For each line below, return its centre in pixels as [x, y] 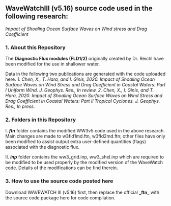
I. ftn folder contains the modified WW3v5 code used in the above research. [85, 131]
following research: [37, 17]
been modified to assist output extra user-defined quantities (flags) [76, 142]
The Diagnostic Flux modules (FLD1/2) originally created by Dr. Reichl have [84, 59]
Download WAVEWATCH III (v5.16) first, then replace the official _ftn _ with [82, 192]
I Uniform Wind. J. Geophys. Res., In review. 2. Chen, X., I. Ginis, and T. [80, 90]
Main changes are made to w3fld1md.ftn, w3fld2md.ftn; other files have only [85, 136]
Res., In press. [20, 106]
